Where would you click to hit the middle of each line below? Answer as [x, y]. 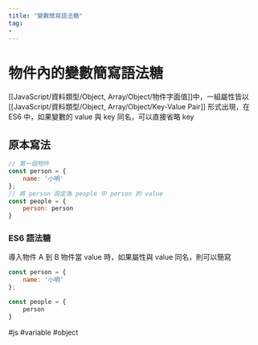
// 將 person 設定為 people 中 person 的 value [86, 194]
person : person [48, 209]
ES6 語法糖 [30, 238]
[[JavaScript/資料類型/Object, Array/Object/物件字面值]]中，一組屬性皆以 [129, 97]
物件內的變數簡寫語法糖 [86, 73]
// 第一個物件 [29, 164]
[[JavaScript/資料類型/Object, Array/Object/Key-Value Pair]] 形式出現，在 [129, 107]
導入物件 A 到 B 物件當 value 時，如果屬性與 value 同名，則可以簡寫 [120, 257]
